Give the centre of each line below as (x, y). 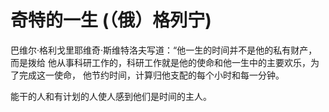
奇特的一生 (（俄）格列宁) (111, 20)
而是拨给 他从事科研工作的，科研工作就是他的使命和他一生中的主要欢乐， (160, 62)
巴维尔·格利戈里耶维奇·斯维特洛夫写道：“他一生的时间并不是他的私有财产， (164, 50)
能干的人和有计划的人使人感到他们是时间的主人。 (111, 96)
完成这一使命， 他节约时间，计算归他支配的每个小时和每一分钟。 (151, 75)
